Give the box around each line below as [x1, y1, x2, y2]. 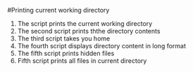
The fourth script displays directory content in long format [17, 42, 187, 50]
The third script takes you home [17, 34, 111, 43]
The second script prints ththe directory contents [17, 27, 161, 35]
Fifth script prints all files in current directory [17, 57, 147, 65]
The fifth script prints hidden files [17, 49, 115, 57]
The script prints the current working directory [17, 20, 153, 27]
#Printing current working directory [7, 6, 110, 14]
